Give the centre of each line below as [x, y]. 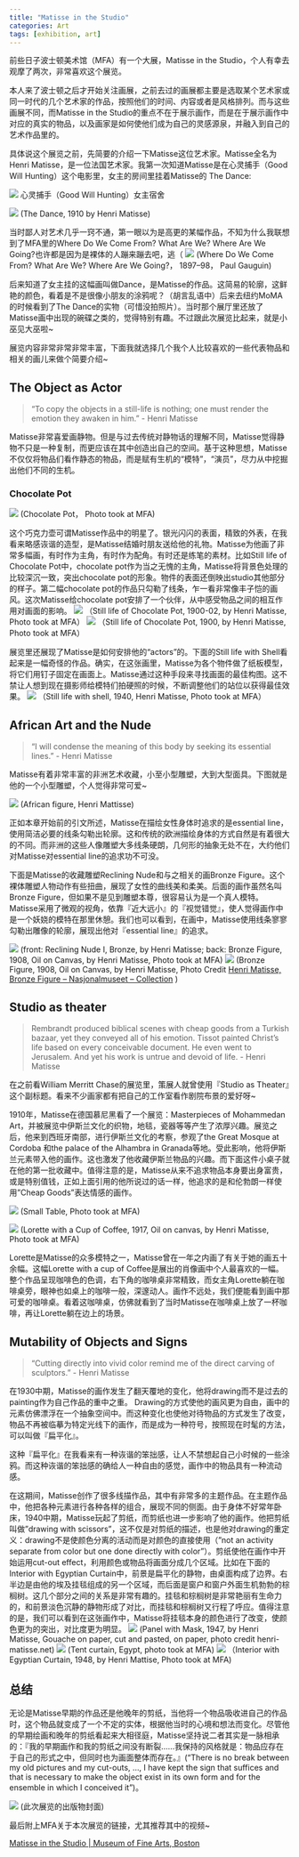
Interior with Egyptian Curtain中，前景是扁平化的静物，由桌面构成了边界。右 [149, 1573]
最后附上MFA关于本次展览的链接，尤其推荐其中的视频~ [110, 1825]
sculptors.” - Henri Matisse [80, 1372]
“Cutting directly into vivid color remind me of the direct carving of [153, 1363]
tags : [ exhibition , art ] [55, 34]
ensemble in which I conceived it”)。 [77, 1787]
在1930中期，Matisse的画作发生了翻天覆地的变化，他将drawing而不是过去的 [149, 1391]
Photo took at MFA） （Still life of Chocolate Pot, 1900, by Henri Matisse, [148, 622]
